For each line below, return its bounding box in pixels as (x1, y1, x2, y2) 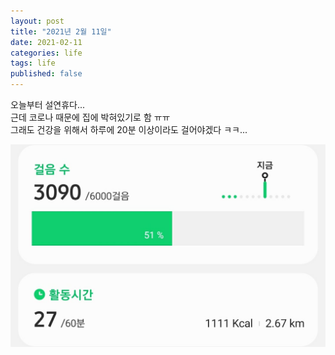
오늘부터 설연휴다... (10, 99, 86, 110)
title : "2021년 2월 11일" (10, 26, 112, 37)
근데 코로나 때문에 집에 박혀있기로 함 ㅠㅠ (10, 111, 171, 123)
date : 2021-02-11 (10, 37, 83, 47)
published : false (10, 69, 83, 79)
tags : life (10, 58, 56, 69)
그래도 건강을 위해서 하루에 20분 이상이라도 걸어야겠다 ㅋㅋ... (10, 124, 248, 135)
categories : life (10, 48, 83, 58)
